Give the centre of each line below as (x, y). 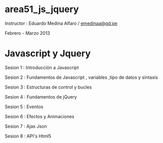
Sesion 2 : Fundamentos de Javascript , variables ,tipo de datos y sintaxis (81, 77)
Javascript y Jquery (48, 54)
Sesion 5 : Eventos (24, 107)
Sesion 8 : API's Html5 (28, 136)
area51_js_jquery (42, 9)
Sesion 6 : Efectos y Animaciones (39, 116)
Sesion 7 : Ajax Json (26, 126)
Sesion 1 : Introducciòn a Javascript (42, 67)
